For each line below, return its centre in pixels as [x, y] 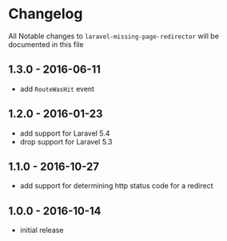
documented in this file [46, 44]
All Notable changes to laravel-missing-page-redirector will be [114, 36]
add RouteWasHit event [57, 89]
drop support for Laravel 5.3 [66, 141]
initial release [42, 230]
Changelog [46, 14]
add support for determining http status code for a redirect [116, 186]
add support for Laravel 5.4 [65, 133]
